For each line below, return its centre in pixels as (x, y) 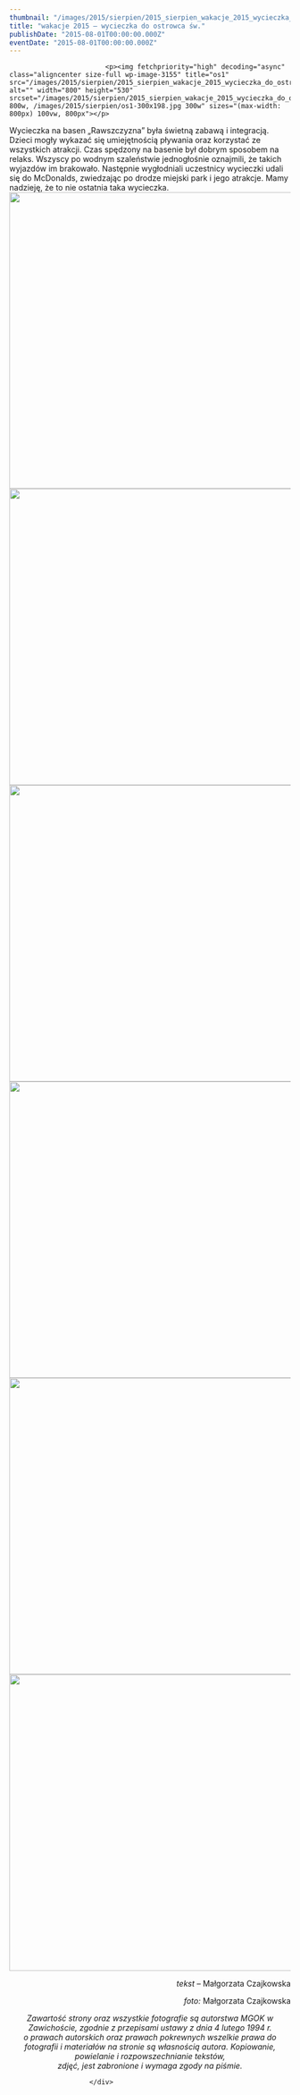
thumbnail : (29, 17)
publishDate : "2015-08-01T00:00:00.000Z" (87, 34)
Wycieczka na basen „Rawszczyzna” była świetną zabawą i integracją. (139, 131)
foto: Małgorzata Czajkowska (237, 2001)
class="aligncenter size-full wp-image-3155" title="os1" (119, 75)
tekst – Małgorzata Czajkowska (233, 1984)
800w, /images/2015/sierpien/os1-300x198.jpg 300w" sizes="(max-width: (145, 106)
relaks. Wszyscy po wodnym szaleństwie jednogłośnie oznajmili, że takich (146, 159)
